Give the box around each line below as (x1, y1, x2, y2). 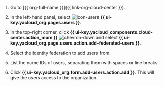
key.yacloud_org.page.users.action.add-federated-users (10, 40, 135, 46)
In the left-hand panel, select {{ (10, 14, 105, 20)
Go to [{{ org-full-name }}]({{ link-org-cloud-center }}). (10, 5, 125, 10)
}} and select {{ (53, 35, 123, 40)
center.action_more (10, 35, 53, 40)
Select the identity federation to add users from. (10, 50, 111, 56)
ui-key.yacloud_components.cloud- (75, 29, 153, 35)
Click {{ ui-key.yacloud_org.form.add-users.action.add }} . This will (10, 69, 155, 75)
